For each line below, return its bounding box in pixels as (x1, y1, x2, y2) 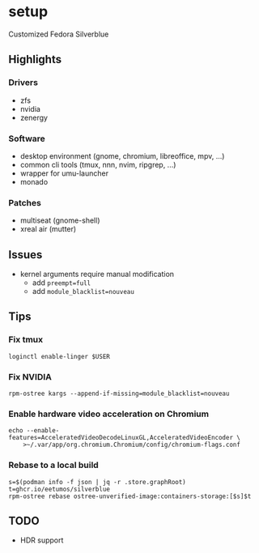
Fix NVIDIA (8, 371, 53, 382)
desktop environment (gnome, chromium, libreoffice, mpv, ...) (19, 151, 225, 160)
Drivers (8, 77, 39, 88)
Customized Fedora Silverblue (8, 29, 109, 39)
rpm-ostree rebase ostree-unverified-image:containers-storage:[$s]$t (8, 492, 252, 500)
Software (8, 133, 46, 144)
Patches (8, 197, 42, 208)
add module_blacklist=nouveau (32, 287, 135, 296)
